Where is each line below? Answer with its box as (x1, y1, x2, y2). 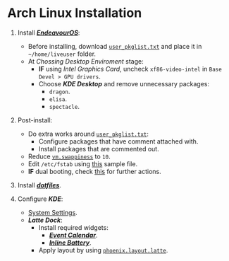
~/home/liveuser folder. (27, 50, 97, 58)
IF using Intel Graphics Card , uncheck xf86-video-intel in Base (38, 64, 222, 73)
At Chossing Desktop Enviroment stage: (27, 57, 144, 65)
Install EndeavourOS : (17, 28, 80, 37)
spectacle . (49, 102, 80, 110)
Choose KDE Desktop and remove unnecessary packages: (38, 79, 210, 88)
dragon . (49, 87, 70, 95)
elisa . (49, 94, 68, 103)
